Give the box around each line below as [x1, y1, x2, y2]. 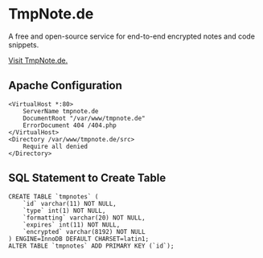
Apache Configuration [8, 79, 123, 92]
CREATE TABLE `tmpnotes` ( [8, 192, 99, 201]
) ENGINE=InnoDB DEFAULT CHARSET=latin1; [8, 235, 150, 243]
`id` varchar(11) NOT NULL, [23, 199, 117, 207]
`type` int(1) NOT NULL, [23, 207, 106, 215]
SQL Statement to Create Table [8, 171, 166, 185]
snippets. [8, 39, 39, 49]
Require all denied [23, 142, 88, 150]
